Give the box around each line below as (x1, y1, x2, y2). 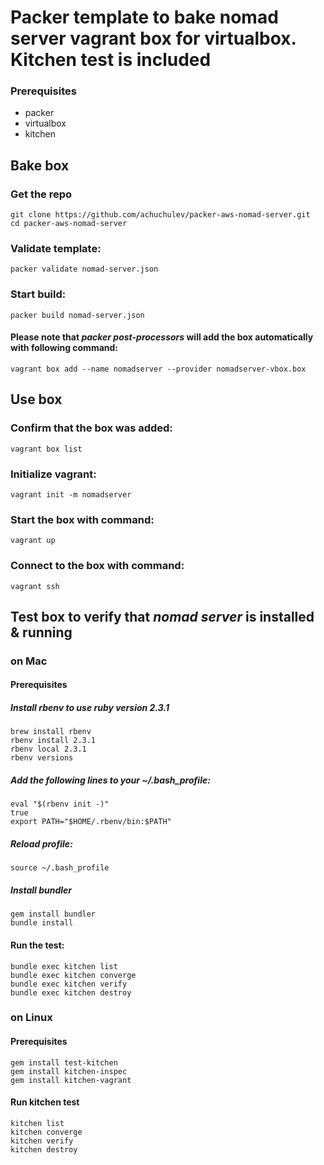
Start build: (10, 287, 67, 301)
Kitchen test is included (10, 49, 212, 71)
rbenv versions (10, 753, 74, 763)
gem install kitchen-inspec (10, 1066, 128, 1076)
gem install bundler (10, 909, 97, 920)
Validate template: (10, 242, 102, 256)
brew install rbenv (10, 727, 92, 737)
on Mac (10, 654, 48, 668)
